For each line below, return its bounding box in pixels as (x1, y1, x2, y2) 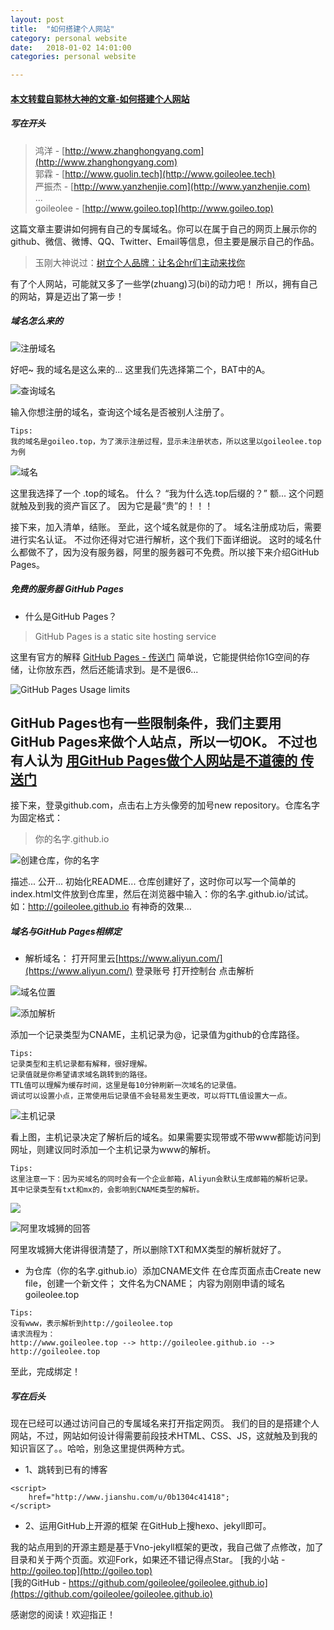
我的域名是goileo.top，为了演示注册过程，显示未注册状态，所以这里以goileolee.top (10, 436, 322, 446)
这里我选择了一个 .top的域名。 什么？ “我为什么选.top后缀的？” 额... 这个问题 (10, 487, 325, 499)
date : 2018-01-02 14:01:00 (10, 42, 132, 53)
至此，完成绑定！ (10, 1366, 81, 1378)
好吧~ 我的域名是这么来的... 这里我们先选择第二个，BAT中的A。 (10, 363, 271, 375)
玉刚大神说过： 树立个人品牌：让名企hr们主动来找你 (34, 256, 246, 268)
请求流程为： (10, 1329, 56, 1340)
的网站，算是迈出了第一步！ (10, 290, 125, 302)
